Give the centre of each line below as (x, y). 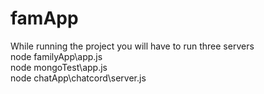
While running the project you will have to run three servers (132, 46)
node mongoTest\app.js (59, 67)
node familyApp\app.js (56, 56)
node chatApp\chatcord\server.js (78, 78)
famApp (44, 18)
